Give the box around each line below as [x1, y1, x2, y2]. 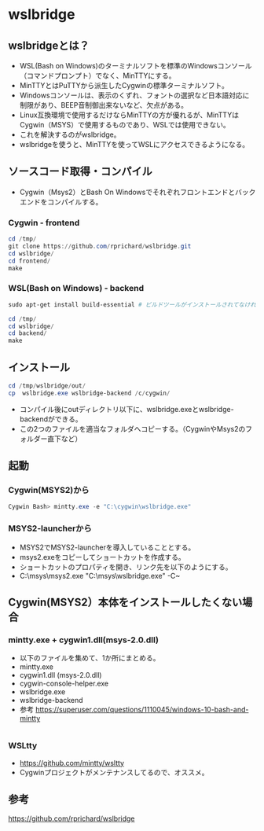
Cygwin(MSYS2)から [8, 485, 90, 496]
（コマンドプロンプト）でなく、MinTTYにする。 [19, 71, 176, 80]
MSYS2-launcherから [8, 523, 92, 534]
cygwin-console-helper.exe [19, 678, 109, 689]
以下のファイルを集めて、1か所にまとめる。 [19, 653, 160, 663]
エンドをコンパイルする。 [19, 197, 103, 206]
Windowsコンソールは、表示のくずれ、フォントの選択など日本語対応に [19, 90, 250, 100]
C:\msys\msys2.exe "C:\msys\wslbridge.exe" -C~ [19, 571, 181, 580]
